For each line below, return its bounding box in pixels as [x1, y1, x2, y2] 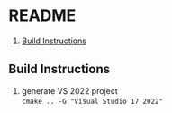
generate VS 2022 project [21, 85, 118, 96]
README [8, 5, 77, 26]
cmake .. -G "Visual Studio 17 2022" [21, 97, 164, 106]
